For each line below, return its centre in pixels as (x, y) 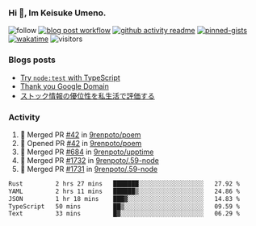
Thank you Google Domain (64, 86)
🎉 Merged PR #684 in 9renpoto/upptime (87, 152)
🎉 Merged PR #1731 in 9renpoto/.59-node (89, 169)
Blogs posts (32, 60)
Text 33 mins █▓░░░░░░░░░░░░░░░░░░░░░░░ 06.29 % (124, 214)
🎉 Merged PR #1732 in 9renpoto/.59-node (90, 160)
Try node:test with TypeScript (70, 77)
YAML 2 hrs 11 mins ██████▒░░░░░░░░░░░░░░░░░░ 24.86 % (124, 191)
